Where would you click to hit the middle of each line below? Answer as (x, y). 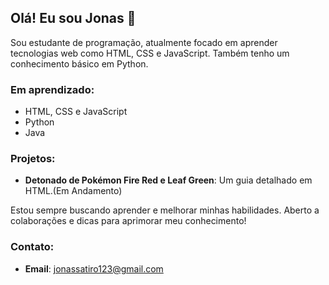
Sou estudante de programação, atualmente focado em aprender (144, 42)
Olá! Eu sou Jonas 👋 (73, 18)
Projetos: (33, 159)
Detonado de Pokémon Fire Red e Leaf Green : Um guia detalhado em (168, 180)
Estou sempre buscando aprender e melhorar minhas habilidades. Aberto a (165, 210)
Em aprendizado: (52, 89)
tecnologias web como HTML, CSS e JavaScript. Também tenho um (150, 53)
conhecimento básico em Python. (79, 63)
